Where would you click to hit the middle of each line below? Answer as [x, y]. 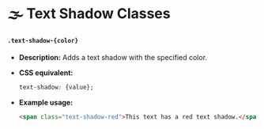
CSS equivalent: [46, 73]
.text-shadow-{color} [43, 40]
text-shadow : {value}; [56, 87]
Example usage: [46, 103]
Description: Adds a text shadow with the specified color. [113, 58]
